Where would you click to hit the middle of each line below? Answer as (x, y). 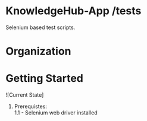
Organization (38, 51)
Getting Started (45, 79)
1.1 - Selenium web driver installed (56, 113)
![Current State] (25, 95)
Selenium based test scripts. (40, 27)
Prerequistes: (30, 106)
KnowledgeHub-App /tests (73, 11)
